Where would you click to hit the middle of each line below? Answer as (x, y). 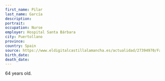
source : (13, 50)
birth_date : (17, 55)
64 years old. (18, 73)
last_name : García (24, 14)
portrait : (15, 23)
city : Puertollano (24, 37)
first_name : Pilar (24, 10)
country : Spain (21, 46)
